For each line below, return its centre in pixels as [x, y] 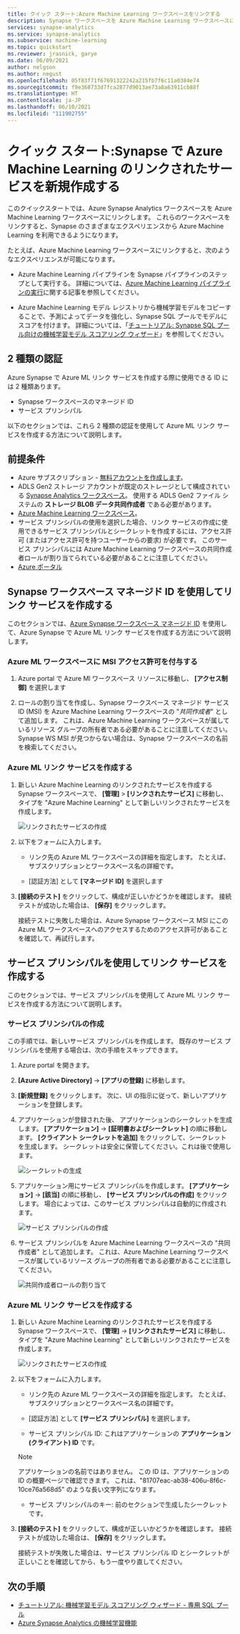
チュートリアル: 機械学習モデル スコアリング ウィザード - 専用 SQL [116, 1605]
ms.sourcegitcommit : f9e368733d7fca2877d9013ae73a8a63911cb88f [104, 87]
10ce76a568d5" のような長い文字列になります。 [89, 1490]
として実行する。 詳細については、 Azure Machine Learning [111, 283]
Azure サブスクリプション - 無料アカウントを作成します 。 [102, 478]
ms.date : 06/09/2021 [38, 61]
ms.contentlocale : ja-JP [44, 101]
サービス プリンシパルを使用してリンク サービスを [117, 963]
